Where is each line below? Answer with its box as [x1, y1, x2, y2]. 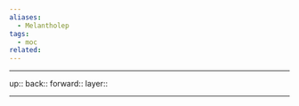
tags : [9, 29, 29, 38]
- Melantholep [17, 21, 69, 30]
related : [9, 46, 42, 55]
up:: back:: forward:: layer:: [9, 79, 109, 89]
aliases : [9, 12, 42, 22]
